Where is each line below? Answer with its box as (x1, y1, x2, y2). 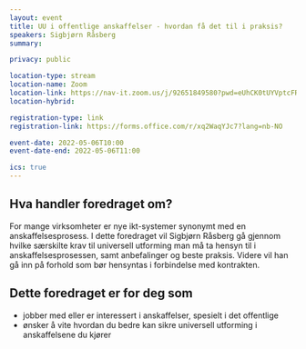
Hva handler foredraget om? (9, 196, 173, 212)
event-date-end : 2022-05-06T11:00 (9, 146, 141, 155)
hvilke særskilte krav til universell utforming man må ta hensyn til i (9, 240, 257, 251)
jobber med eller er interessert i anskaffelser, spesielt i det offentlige (22, 310, 280, 321)
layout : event (9, 13, 64, 23)
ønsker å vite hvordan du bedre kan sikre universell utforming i (22, 319, 258, 330)
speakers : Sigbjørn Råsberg (9, 30, 117, 39)
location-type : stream (9, 72, 96, 81)
